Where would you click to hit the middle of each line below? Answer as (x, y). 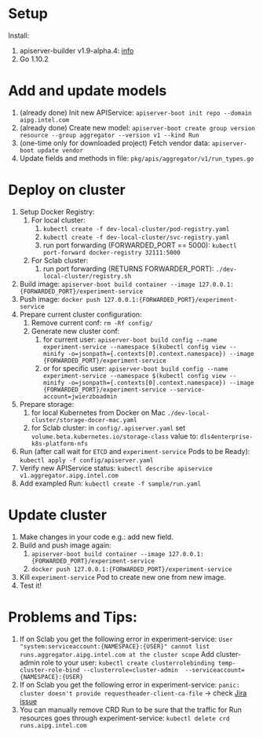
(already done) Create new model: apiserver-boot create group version (137, 127)
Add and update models (88, 91)
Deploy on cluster (67, 190)
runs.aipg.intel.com (53, 725)
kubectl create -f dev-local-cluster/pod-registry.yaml (136, 229)
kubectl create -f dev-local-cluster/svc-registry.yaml (136, 237)
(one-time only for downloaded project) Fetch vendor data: (115, 143)
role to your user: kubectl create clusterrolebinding (128, 662)
